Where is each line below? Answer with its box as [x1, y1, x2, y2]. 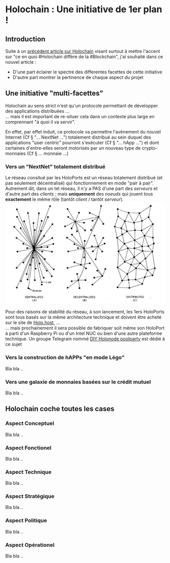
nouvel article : [5, 59, 37, 65]
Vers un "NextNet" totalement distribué [5, 163, 106, 170]
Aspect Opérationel [5, 541, 55, 548]
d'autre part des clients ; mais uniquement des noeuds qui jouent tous [5, 191, 153, 197]
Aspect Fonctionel [5, 444, 52, 451]
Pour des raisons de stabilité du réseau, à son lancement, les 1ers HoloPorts [5, 309, 164, 315]
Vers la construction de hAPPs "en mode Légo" [5, 354, 125, 361]
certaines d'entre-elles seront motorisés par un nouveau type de [5, 145, 141, 151]
